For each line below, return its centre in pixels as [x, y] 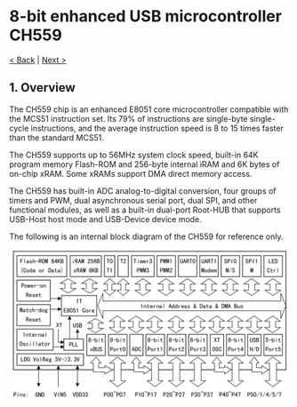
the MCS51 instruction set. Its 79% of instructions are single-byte [128, 118]
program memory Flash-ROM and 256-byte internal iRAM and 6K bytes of [144, 164]
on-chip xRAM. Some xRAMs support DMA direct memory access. [131, 173]
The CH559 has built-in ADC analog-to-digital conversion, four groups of [143, 191]
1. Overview [42, 88]
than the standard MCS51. [56, 137]
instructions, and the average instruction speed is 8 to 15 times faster [157, 128]
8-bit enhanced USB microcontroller [146, 16]
